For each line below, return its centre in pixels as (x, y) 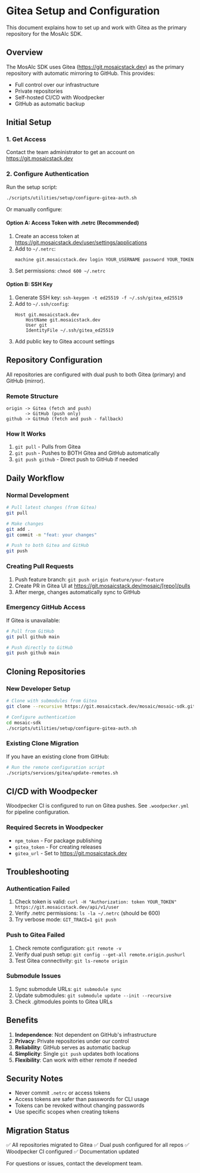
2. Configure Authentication (48, 174)
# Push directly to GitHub (40, 648)
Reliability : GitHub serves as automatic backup (73, 1047)
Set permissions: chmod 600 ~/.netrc (60, 270)
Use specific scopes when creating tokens (67, 1112)
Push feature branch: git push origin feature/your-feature (89, 579)
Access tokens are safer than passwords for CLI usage (82, 1099)
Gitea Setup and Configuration (83, 11)
